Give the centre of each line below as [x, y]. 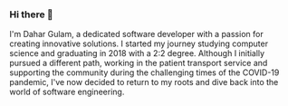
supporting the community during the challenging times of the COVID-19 [144, 72]
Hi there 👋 [32, 14]
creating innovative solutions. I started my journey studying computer [139, 43]
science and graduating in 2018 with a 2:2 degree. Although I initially [137, 53]
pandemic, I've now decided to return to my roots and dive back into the [144, 82]
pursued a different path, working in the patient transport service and [139, 63]
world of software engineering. [67, 92]
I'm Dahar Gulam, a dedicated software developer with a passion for [137, 34]
